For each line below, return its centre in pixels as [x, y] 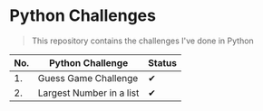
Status [163, 62]
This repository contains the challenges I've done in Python [142, 41]
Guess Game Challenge [88, 78]
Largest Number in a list [88, 93]
